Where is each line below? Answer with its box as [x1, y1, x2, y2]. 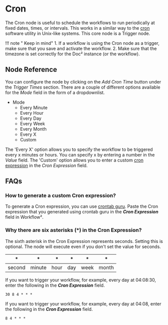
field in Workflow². [5, 214, 44, 220]
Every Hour [20, 110, 44, 116]
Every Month [20, 126, 47, 132]
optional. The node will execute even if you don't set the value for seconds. [5, 243, 161, 250]
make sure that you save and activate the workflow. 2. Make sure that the [5, 45, 157, 51]
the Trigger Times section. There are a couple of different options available [5, 84, 160, 90]
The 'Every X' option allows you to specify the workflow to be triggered [5, 146, 153, 152]
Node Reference [5, 65, 57, 74]
